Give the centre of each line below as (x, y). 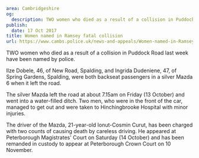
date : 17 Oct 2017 (34, 30)
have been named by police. (41, 59)
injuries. (16, 114)
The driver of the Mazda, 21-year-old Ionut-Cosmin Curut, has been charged (99, 125)
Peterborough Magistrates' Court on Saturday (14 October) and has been (95, 138)
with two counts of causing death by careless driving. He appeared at (91, 131)
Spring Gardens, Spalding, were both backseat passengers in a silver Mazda (99, 77)
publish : (17, 25)
